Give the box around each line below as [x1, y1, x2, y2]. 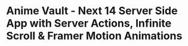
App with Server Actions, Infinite [6, 17, 172, 30]
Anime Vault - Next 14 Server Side [6, 4, 178, 18]
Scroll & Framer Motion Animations [6, 29, 183, 42]
